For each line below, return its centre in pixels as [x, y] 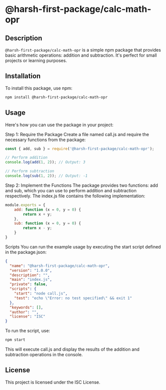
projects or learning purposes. [36, 60]
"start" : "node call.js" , [41, 294]
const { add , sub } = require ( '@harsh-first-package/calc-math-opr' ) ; [80, 149]
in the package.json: [26, 252]
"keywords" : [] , [26, 307]
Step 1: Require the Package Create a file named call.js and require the [77, 134]
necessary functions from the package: [45, 140]
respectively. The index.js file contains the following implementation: [75, 196]
